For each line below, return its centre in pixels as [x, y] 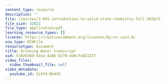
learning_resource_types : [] [35, 33]
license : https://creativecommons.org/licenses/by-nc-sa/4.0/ [70, 38]
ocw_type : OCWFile [24, 42]
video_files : [19, 60]
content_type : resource [30, 10]
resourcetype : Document [30, 46]
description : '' [22, 14]
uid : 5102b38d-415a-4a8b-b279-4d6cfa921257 [51, 56]
